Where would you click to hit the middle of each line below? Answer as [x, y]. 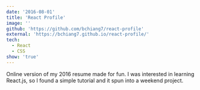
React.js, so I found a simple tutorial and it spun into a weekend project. [95, 80]
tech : [13, 40]
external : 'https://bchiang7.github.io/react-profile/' [78, 34]
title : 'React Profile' [36, 18]
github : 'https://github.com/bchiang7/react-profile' [75, 29]
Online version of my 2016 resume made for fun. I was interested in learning [100, 74]
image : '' [19, 23]
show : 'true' [23, 57]
